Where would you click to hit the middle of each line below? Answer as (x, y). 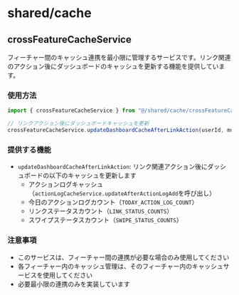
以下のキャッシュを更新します (92, 175)
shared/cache (49, 13)
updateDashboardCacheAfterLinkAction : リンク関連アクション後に (112, 167)
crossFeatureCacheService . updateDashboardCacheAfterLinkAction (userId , (116, 130)
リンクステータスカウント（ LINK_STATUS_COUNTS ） (101, 211)
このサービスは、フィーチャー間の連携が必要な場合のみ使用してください (123, 257)
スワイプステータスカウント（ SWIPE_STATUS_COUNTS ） (105, 220)
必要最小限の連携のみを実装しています (74, 284)
